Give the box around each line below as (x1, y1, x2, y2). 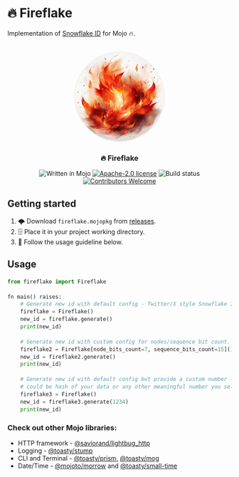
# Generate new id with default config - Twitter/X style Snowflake (20, 300, 228, 308)
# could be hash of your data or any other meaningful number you (20, 383, 221, 391)
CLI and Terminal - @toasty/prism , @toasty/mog (17, 454, 160, 462)
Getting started (7, 197, 77, 209)
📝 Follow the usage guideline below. (17, 238, 123, 246)
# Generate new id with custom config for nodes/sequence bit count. (20, 338, 231, 345)
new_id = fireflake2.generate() (20, 353, 116, 360)
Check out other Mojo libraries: (7, 422, 117, 432)
